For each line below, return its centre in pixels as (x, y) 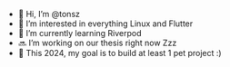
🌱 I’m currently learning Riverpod (80, 33)
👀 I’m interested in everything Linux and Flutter (105, 24)
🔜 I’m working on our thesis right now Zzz (97, 43)
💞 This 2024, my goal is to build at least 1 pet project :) (120, 53)
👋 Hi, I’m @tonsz (49, 14)
